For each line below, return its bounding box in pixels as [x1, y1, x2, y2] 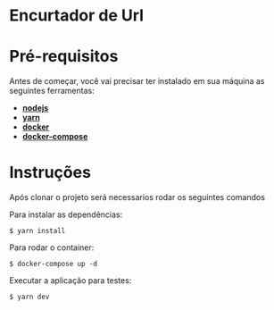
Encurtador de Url [9, 5, 145, 26]
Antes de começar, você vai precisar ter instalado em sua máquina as [9, 76, 265, 87]
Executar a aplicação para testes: [9, 275, 132, 286]
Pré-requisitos [9, 46, 119, 67]
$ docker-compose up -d [9, 260, 98, 269]
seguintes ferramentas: [9, 86, 95, 96]
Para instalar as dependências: [9, 209, 123, 220]
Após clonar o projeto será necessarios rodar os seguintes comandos [9, 192, 266, 203]
